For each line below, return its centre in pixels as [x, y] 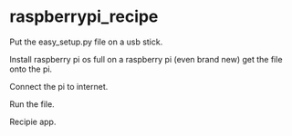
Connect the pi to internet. [59, 86]
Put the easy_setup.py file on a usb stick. [86, 42]
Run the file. [32, 104]
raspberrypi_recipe [84, 17]
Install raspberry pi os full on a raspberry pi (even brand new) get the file [146, 59]
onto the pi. [31, 69]
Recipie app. [33, 121]
